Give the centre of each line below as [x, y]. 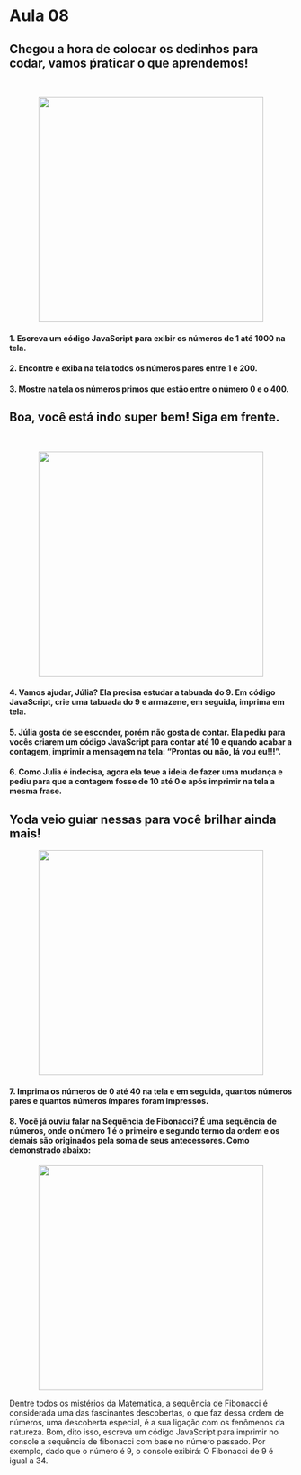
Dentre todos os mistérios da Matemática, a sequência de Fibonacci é [138, 1403]
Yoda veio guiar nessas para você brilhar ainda [143, 819]
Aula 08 [39, 16]
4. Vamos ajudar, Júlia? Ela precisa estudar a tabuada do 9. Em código [142, 692]
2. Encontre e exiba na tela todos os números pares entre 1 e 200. [133, 368]
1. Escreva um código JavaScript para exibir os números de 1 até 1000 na [147, 338]
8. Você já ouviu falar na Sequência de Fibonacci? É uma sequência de [143, 1121]
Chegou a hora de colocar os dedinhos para [134, 49]
